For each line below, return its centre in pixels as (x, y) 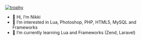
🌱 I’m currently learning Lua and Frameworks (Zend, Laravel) (74, 32)
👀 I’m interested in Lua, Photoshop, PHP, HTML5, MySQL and (74, 22)
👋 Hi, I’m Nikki (26, 17)
